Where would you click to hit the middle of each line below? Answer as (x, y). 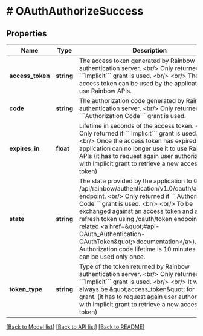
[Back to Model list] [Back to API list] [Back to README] (76, 327)
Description (150, 51)
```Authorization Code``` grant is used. (132, 116)
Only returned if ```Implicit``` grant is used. (138, 133)
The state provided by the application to (135, 181)
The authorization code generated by (132, 101)
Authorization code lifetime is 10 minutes (137, 249)
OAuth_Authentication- (112, 234)
